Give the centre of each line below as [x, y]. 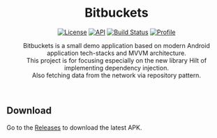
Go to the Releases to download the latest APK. [74, 128]
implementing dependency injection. [117, 68]
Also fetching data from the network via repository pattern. [117, 75]
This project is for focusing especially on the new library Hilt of [117, 60]
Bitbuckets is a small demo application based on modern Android [117, 45]
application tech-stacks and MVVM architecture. [117, 53]
